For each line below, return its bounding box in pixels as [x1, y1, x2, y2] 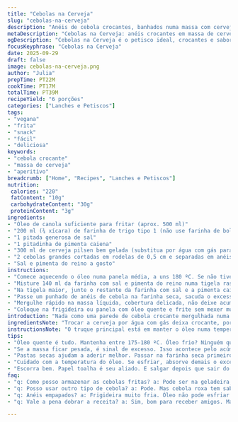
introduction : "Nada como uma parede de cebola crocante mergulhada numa [7, 312, 230, 320]
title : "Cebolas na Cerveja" [7, 10, 93, 18]
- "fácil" [7, 135, 37, 142]
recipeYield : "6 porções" [7, 96, 84, 103]
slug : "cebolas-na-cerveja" [7, 17, 91, 24]
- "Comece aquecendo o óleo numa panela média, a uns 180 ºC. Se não [7, 273, 217, 280]
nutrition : [7, 181, 40, 188]
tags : [7, 109, 23, 116]
